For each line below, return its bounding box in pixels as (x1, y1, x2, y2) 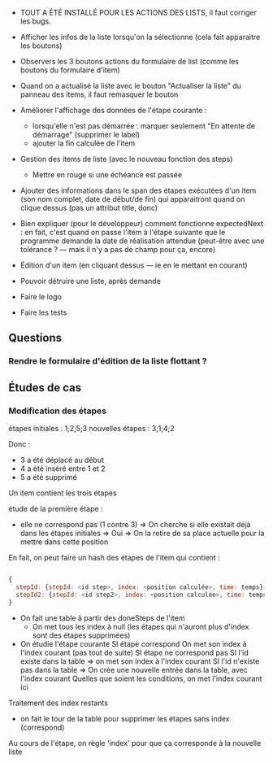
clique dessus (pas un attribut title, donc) (19, 203, 158, 212)
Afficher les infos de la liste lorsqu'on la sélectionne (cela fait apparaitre (19, 33, 261, 41)
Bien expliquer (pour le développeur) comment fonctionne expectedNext (19, 219, 264, 228)
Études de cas (8, 381, 82, 395)
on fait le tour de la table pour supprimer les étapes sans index (19, 713, 230, 723)
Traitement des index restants (8, 698, 108, 708)
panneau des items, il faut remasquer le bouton (19, 89, 179, 99)
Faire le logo (19, 292, 63, 301)
